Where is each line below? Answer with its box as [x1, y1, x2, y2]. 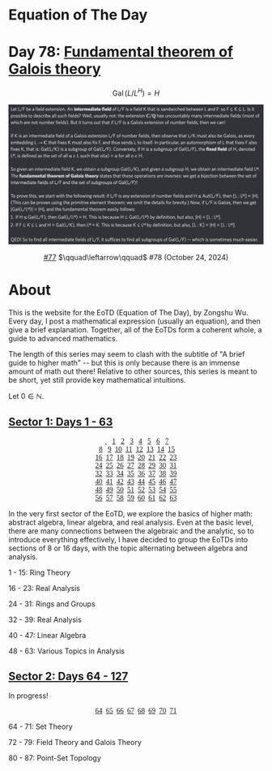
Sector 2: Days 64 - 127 [8, 670, 129, 683]
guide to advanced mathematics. [8, 333, 118, 343]
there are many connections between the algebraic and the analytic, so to [8, 525, 255, 536]
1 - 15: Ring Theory [8, 568, 71, 577]
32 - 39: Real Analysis [8, 615, 83, 624]
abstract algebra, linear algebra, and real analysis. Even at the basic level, [8, 517, 253, 527]
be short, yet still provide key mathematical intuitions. [8, 375, 186, 384]
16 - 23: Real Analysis [8, 583, 81, 593]
